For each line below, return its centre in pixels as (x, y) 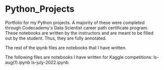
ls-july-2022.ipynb (50, 62)
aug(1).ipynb (18, 62)
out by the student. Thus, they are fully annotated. (56, 38)
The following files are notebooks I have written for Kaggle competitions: (79, 57)
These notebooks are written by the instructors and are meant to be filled (79, 33)
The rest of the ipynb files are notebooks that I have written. (66, 47)
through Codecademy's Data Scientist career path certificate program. (77, 27)
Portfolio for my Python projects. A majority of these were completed (75, 23)
